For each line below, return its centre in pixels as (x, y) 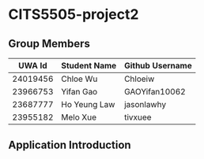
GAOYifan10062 (155, 92)
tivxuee (138, 117)
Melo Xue (79, 117)
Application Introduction (70, 145)
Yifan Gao (79, 92)
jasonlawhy (145, 104)
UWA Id (33, 66)
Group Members (49, 44)
